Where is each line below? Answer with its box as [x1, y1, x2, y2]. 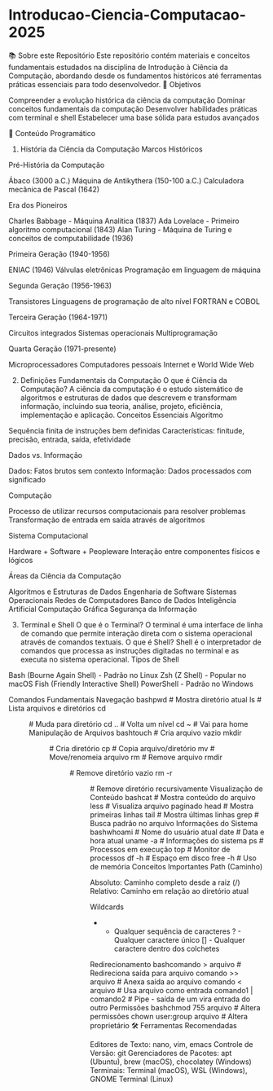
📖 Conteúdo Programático [8, 128, 96, 138]
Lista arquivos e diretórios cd [8, 703, 106, 713]
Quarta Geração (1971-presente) [8, 344, 117, 354]
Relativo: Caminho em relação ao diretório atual [90, 886, 249, 895]
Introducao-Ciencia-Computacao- [8, 6, 247, 24]
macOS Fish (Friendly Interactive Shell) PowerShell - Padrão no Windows [8, 679, 254, 688]
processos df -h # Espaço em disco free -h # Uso [90, 853, 257, 863]
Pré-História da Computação [8, 160, 105, 169]
